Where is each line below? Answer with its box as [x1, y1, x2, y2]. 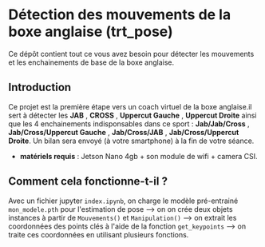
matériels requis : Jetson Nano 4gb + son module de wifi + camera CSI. [19, 151, 258, 161]
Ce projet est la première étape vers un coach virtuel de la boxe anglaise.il [8, 102, 252, 111]
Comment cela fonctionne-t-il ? [8, 174, 168, 189]
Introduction [8, 81, 72, 94]
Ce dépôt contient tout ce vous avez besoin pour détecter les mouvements [8, 49, 255, 58]
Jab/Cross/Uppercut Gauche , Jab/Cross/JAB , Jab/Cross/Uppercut [8, 127, 239, 137]
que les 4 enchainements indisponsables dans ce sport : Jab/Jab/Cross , [8, 118, 250, 129]
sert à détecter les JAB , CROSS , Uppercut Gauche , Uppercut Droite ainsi [8, 110, 257, 120]
